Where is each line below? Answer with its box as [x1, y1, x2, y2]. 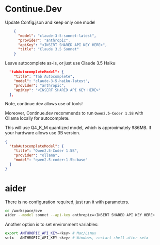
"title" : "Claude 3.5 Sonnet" [17, 47, 79, 52]
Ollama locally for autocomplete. [5, 115, 70, 121]
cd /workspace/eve [5, 208, 42, 213]
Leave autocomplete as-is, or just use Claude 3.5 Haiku [5, 60, 115, 66]
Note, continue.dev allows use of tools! [5, 101, 83, 107]
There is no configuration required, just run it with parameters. [5, 199, 129, 205]
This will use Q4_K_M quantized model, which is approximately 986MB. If [5, 125, 152, 131]
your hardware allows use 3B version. [5, 130, 80, 136]
